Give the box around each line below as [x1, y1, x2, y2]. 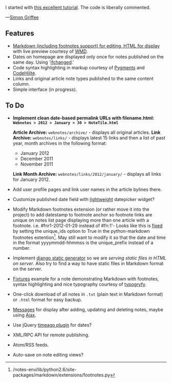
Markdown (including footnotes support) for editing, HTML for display [12, 43, 160, 49]
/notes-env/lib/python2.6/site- [12, 367, 77, 373]
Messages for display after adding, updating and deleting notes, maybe [12, 307, 164, 313]
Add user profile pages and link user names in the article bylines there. [12, 186, 162, 192]
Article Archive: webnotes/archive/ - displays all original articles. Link [12, 129, 161, 135]
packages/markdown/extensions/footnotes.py [12, 372, 111, 378]
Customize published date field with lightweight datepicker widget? [12, 196, 155, 202]
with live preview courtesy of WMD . [12, 48, 88, 54]
